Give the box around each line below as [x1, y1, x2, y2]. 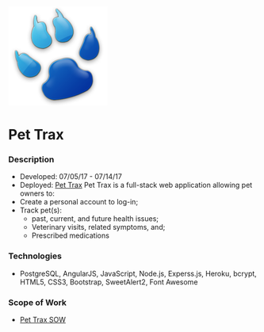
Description [8, 154, 55, 165]
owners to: [19, 189, 55, 198]
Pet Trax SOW [19, 315, 66, 325]
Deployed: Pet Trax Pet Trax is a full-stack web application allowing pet [19, 181, 253, 190]
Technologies [8, 250, 62, 261]
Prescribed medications [31, 231, 109, 240]
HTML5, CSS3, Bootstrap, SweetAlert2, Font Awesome [19, 277, 198, 287]
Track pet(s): [19, 205, 62, 216]
